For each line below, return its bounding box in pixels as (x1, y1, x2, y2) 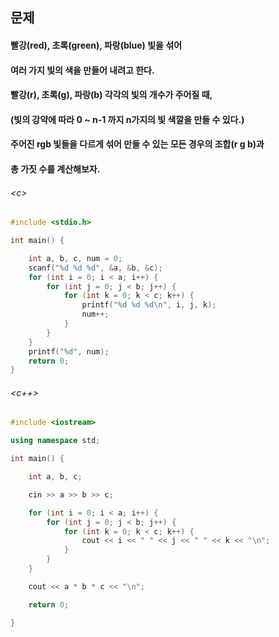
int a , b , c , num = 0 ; (28, 253, 123, 263)
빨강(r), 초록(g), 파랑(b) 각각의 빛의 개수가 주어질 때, (10, 89, 213, 101)
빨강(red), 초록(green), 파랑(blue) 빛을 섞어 (10, 39, 183, 51)
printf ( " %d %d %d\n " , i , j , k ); (81, 300, 217, 310)
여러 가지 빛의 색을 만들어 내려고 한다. (10, 64, 155, 76)
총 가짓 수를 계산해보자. (10, 163, 101, 175)
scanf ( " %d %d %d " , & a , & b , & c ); (28, 263, 163, 273)
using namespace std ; (10, 436, 101, 446)
